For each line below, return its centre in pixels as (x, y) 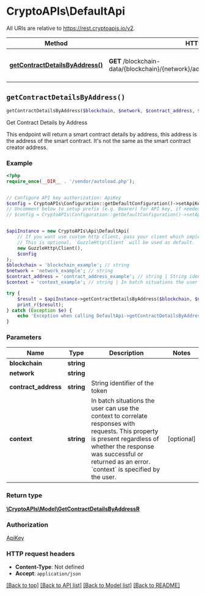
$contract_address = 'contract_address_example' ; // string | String (97, 277)
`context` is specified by (126, 470)
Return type (24, 495)
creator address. (27, 147)
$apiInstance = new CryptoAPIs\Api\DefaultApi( (68, 231)
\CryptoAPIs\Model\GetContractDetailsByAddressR (73, 509)
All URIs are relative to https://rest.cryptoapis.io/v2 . (71, 28)
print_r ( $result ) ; (41, 305)
